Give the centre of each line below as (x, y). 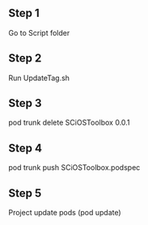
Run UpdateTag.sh (39, 78)
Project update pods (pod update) (65, 213)
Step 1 (24, 13)
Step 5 (25, 193)
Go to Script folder (39, 32)
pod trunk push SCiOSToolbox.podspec (74, 168)
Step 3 (25, 103)
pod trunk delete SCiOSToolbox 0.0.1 (70, 123)
